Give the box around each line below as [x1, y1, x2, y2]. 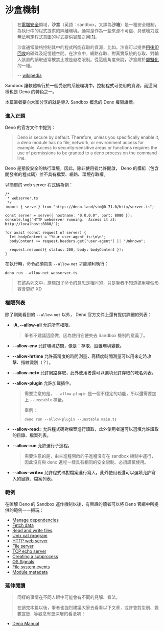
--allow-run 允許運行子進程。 [12, 442, 72, 448]
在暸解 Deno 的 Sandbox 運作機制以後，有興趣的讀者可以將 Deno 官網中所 [5, 501, 155, 507]
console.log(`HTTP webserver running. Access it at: [5, 218, 117, 222]
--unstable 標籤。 [30, 396, 67, 402]
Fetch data [12, 522, 34, 528]
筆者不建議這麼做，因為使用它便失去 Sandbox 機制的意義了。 [24, 332, 148, 338]
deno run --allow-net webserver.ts [5, 270, 78, 276]
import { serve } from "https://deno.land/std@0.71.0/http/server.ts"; [5, 204, 154, 210]
